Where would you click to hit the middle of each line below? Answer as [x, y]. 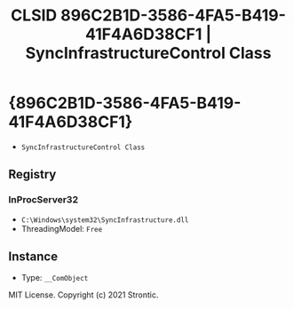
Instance [33, 257]
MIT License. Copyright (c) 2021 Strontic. [83, 295]
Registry [32, 174]
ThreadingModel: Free [62, 228]
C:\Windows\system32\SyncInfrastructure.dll [105, 220]
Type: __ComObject [55, 278]
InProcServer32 [44, 200]
